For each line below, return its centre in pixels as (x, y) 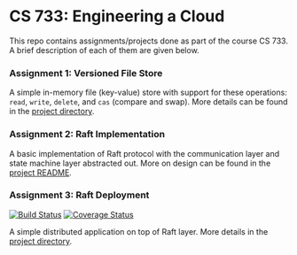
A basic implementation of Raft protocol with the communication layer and (145, 153)
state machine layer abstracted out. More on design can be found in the (140, 163)
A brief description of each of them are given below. (104, 50)
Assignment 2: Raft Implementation (87, 135)
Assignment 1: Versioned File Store (86, 73)
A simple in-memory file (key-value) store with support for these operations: (148, 93)
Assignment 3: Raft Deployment (79, 195)
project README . (41, 172)
